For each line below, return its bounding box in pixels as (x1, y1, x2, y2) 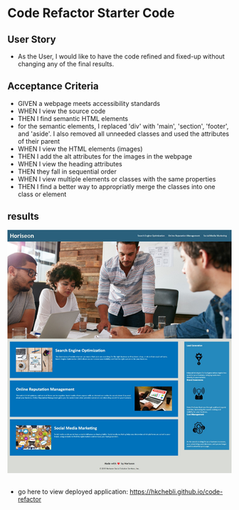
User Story (7, 33, 56, 46)
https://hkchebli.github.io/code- (129, 487, 223, 496)
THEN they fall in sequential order (17, 167, 117, 176)
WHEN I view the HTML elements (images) (17, 144, 144, 153)
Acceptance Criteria (7, 80, 99, 92)
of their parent (17, 137, 60, 145)
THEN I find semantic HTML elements (17, 114, 129, 122)
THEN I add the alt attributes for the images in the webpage (17, 152, 193, 161)
